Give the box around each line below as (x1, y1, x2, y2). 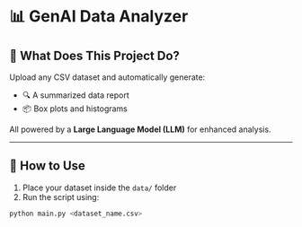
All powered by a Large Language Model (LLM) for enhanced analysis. (9, 124, 271, 135)
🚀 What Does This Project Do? (9, 48, 180, 63)
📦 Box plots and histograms (22, 103, 129, 114)
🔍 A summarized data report (22, 90, 129, 100)
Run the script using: (22, 191, 100, 202)
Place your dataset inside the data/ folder (22, 182, 177, 193)
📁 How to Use (9, 158, 85, 174)
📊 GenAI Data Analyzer (9, 6, 189, 27)
